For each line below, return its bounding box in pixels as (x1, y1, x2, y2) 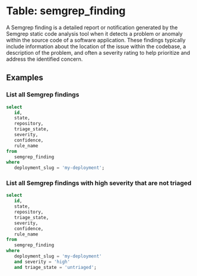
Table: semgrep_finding (6, 4, 126, 18)
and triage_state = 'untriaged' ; (14, 264, 97, 270)
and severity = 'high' (14, 259, 70, 265)
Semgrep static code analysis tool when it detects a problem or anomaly (6, 30, 183, 37)
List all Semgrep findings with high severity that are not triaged (6, 179, 192, 187)
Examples (6, 73, 43, 83)
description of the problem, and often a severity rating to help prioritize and (6, 49, 190, 56)
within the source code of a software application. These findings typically (6, 36, 186, 43)
